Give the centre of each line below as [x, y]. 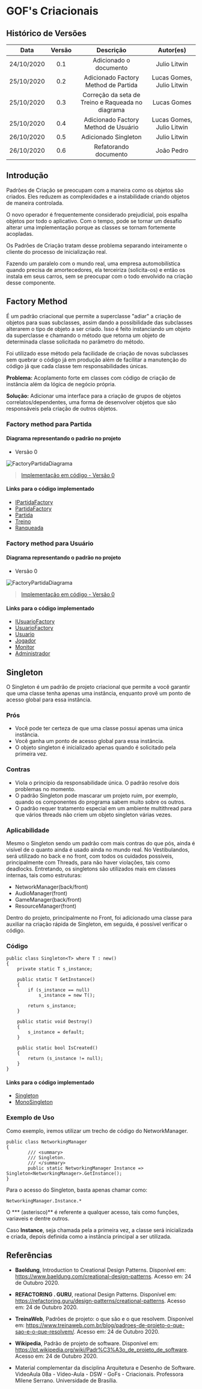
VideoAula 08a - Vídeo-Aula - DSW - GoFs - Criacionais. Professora [99, 1374]
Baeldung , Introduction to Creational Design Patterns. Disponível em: [100, 1270]
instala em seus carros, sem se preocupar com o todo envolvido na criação [99, 276]
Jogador [25, 641]
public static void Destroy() [55, 1022]
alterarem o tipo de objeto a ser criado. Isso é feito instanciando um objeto [99, 328]
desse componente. [31, 282]
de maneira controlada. [35, 203]
